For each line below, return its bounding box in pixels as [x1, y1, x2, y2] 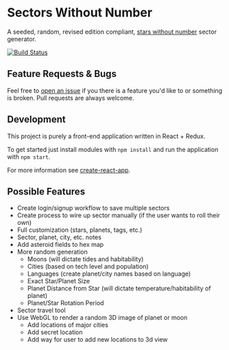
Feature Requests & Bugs [7, 68, 117, 80]
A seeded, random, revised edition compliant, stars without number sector [7, 28, 217, 36]
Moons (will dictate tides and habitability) [27, 255, 144, 263]
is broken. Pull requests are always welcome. [7, 94, 134, 102]
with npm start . [7, 153, 51, 161]
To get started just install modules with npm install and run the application [7, 145, 219, 153]
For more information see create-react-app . [7, 166, 131, 174]
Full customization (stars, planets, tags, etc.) [16, 226, 143, 234]
